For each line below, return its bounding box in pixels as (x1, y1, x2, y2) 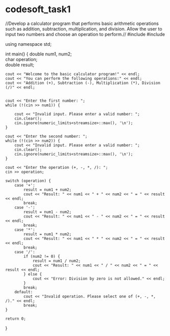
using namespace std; (5, 41, 52, 47)
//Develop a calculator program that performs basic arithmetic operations (5, 20, 159, 26)
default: (14, 289, 33, 294)
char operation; (5, 56, 38, 62)
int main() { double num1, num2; (5, 51, 72, 57)
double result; (5, 62, 35, 68)
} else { (23, 271, 42, 277)
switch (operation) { (5, 178, 51, 184)
